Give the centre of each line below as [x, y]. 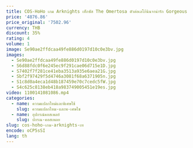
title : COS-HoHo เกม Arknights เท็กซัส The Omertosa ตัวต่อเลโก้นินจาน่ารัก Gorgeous [97, 11]
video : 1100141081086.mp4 [37, 93]
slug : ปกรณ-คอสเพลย [38, 120]
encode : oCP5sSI [26, 131]
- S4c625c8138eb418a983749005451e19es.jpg [64, 87]
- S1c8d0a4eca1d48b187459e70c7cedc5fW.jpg [64, 82]
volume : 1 [18, 44]
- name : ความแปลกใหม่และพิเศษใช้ [43, 103]
